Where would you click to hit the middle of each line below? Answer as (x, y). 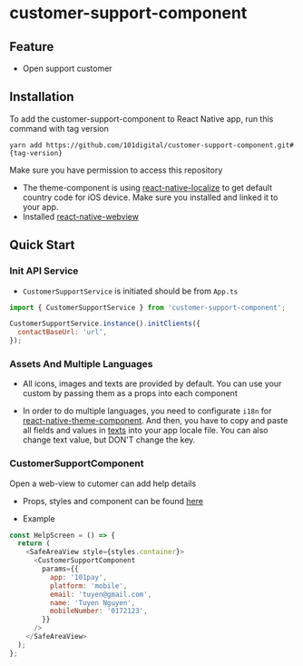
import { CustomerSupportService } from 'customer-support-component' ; (147, 307)
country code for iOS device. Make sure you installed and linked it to (150, 197)
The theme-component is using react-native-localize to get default (147, 187)
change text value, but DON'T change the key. (109, 440)
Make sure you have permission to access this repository (116, 170)
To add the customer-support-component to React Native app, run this (142, 119)
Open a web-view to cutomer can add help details (103, 483)
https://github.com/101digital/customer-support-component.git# (170, 145)
